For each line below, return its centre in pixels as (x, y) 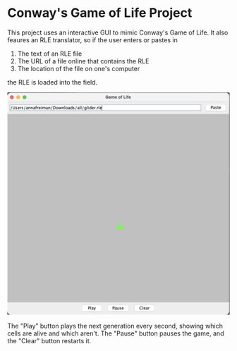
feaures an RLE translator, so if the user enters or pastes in (92, 39)
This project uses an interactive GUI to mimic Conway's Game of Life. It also (118, 32)
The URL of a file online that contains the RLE (83, 61)
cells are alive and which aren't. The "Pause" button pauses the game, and (116, 333)
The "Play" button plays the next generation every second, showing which (115, 326)
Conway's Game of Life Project (100, 13)
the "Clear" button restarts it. (49, 340)
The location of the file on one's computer (79, 68)
